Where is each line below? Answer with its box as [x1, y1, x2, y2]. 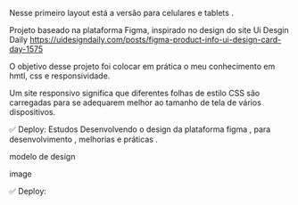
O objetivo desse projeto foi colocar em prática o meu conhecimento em [9, 61, 276, 71]
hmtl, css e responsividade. [9, 70, 111, 81]
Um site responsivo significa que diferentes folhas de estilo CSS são [9, 88, 261, 98]
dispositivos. [9, 107, 56, 117]
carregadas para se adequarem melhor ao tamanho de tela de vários [9, 97, 261, 108]
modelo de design [9, 152, 76, 161]
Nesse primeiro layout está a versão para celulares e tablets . [9, 8, 235, 18]
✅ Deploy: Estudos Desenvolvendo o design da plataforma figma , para [9, 124, 271, 135]
